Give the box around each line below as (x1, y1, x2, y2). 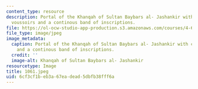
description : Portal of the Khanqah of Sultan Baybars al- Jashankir (6, 14, 181, 20)
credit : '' (11, 52, 38, 58)
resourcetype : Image (6, 63, 57, 69)
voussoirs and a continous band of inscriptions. (11, 19, 136, 25)
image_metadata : (6, 36, 46, 42)
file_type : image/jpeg (6, 30, 62, 36)
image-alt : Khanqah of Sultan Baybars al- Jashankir (11, 57, 144, 63)
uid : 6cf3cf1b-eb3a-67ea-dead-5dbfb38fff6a (6, 74, 115, 80)
